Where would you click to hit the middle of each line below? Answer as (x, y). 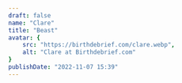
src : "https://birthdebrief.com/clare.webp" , (99, 45)
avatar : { (25, 38)
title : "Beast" (33, 30)
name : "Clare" (32, 23)
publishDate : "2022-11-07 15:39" (63, 67)
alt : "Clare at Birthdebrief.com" (79, 52)
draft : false (30, 15)
